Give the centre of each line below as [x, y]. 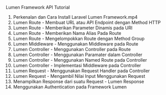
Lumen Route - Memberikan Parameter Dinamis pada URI [73, 28]
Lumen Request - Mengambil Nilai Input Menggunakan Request [79, 76]
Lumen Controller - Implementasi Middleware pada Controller [77, 65]
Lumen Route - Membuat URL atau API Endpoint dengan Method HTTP [87, 22]
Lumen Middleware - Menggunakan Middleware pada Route [76, 44]
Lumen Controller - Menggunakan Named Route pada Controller [80, 60]
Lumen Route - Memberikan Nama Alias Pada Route [67, 33]
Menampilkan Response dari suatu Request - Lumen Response [78, 81]
